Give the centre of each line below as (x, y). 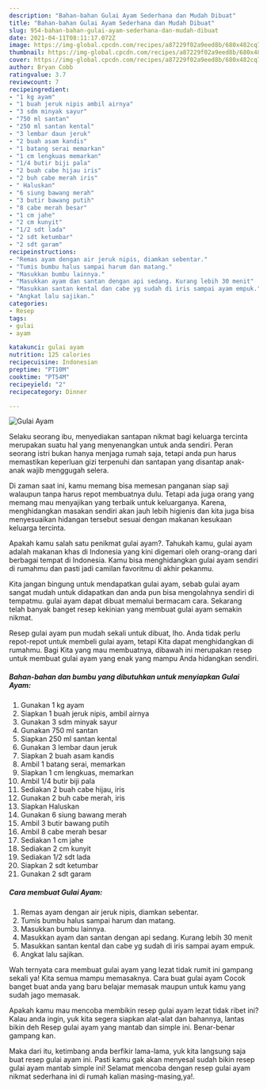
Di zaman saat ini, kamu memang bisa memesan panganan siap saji (119, 486)
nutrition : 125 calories (50, 355)
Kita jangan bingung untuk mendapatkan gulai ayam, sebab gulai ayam (124, 584)
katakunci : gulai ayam (46, 348)
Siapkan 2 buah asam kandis (67, 756)
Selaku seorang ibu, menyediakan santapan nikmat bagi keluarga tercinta (128, 437)
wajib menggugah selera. (68, 470)
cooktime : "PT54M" (39, 377)
